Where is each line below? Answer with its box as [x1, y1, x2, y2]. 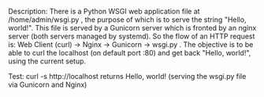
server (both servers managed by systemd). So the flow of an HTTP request [8, 31, 255, 41]
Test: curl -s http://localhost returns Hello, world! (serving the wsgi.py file [8, 72, 247, 81]
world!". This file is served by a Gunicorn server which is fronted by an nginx [8, 23, 257, 32]
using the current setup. [8, 56, 87, 66]
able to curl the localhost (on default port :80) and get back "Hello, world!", [8, 48, 251, 57]
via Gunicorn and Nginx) [8, 80, 87, 89]
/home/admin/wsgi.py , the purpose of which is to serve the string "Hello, [8, 15, 247, 24]
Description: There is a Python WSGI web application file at [8, 7, 200, 16]
